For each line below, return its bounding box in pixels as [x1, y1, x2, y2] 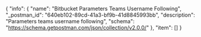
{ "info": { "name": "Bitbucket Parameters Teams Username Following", [5, 5, 182, 12]
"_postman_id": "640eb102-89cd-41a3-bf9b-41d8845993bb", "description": [5, 11, 196, 18]
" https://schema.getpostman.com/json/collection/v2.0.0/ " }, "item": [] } [5, 24, 182, 31]
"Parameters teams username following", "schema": [5, 18, 135, 24]
